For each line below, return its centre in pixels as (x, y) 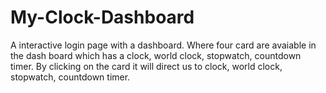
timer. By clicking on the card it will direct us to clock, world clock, (146, 66)
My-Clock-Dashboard (102, 17)
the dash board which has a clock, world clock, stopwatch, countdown (156, 55)
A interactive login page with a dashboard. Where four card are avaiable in (163, 45)
